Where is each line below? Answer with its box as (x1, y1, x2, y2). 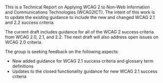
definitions (12, 63, 34, 69)
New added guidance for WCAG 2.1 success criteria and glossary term (12, 58, 153, 64)
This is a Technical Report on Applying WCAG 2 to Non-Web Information (5, 4, 150, 10)
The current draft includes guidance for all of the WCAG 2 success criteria (5, 29, 154, 34)
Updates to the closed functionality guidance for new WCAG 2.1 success (12, 68, 158, 74)
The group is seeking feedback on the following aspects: (5, 49, 119, 54)
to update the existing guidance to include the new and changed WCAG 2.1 (5, 15, 155, 20)
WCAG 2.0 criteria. (5, 39, 43, 45)
